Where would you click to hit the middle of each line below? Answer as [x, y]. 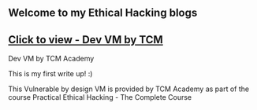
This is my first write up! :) [50, 74]
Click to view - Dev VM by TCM [86, 40]
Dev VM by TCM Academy [51, 59]
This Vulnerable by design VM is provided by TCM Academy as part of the [129, 89]
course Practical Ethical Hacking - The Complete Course [100, 97]
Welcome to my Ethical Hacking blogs [103, 13]
